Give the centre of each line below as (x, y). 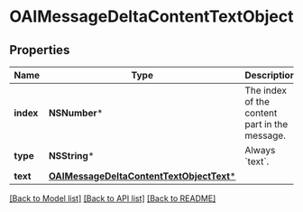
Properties (40, 50)
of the (257, 101)
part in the (266, 124)
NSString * (71, 156)
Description (270, 75)
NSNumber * (76, 113)
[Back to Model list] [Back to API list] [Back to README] (113, 198)
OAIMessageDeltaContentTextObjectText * (142, 176)
